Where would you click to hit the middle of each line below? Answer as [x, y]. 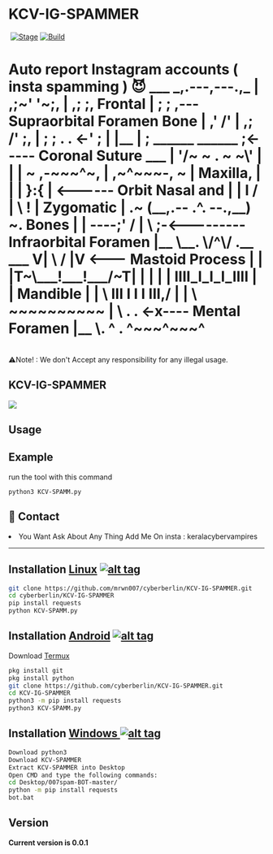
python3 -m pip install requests [65, 701]
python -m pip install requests [63, 790]
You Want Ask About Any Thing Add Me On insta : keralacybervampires [139, 536]
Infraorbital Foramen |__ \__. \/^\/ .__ [131, 243]
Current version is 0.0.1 [48, 843]
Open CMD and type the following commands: [83, 775]
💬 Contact [34, 517]
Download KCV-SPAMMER [45, 760]
